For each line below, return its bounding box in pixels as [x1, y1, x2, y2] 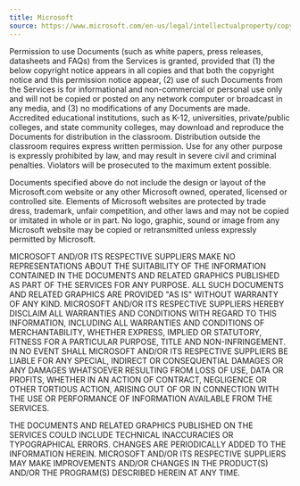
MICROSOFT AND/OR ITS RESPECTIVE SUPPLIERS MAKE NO [9, 251, 236, 261]
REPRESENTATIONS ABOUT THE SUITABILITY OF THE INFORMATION [9, 260, 266, 271]
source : [9, 21, 38, 30]
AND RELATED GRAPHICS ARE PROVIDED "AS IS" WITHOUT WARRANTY [9, 289, 279, 300]
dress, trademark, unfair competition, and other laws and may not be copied [9, 205, 289, 216]
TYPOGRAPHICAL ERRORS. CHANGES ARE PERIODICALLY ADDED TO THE [9, 439, 287, 449]
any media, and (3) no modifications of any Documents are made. [9, 103, 251, 113]
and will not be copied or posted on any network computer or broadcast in [9, 93, 283, 103]
